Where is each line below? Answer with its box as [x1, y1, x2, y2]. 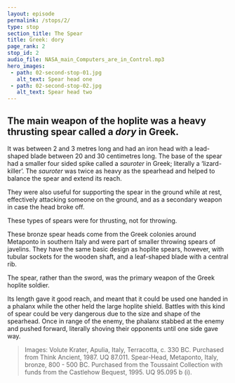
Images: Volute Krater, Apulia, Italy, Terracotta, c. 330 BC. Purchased [24, 345, 224, 353]
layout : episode [7, 10, 55, 18]
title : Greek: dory [7, 37, 65, 44]
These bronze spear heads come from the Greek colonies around [7, 230, 196, 238]
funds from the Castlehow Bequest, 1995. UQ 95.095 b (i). [24, 368, 193, 376]
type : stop [7, 23, 39, 30]
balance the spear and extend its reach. [7, 174, 122, 183]
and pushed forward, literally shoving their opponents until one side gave [7, 324, 219, 332]
